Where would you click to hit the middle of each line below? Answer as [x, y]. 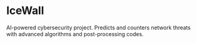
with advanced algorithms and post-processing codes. [75, 34]
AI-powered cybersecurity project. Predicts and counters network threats [99, 28]
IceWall [25, 11]
